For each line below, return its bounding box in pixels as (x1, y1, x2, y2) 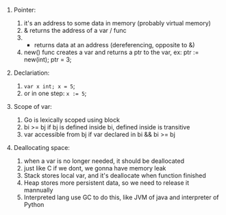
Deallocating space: (13, 144, 71, 151)
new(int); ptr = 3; (23, 55, 72, 64)
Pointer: (13, 6, 36, 14)
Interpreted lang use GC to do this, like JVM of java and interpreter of (23, 193, 219, 201)
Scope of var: (13, 103, 53, 110)
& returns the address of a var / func (23, 27, 127, 34)
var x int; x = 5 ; (23, 82, 75, 90)
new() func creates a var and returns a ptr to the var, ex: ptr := (23, 48, 199, 56)
